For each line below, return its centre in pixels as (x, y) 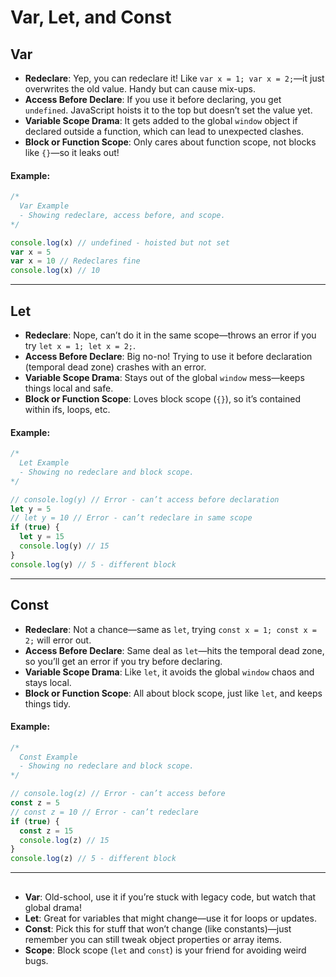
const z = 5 (35, 803)
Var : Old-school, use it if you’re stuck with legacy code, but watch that (170, 897)
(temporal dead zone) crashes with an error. (115, 367)
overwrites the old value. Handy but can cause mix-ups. (140, 89)
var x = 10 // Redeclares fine (75, 261)
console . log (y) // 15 (64, 546)
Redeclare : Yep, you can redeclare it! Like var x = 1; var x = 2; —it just (174, 78)
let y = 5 (31, 509)
